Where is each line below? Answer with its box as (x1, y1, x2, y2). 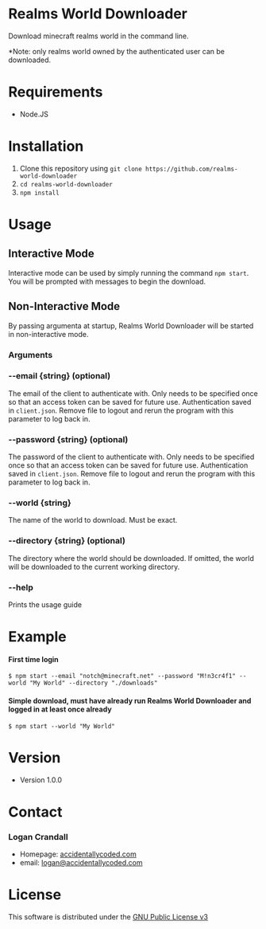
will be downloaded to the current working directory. (8, 562, 180, 571)
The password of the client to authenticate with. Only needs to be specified (8, 452, 255, 462)
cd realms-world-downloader (19, 180, 113, 188)
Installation (8, 137, 84, 155)
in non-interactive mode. (8, 329, 89, 339)
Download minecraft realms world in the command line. (8, 31, 189, 41)
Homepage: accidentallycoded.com (19, 849, 137, 859)
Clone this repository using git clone (19, 163, 143, 173)
